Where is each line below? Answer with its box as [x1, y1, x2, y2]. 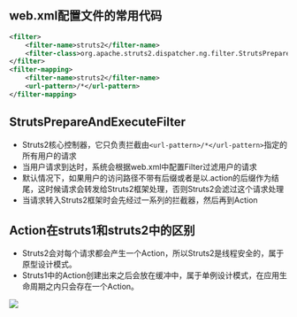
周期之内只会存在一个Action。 [29, 282, 140, 292]
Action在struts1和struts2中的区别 [9, 223, 195, 238]
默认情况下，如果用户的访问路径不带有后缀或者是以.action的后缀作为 [21, 172, 272, 183]
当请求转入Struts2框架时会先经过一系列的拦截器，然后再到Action [21, 194, 258, 205]
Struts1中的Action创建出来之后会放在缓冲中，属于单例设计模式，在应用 [21, 270, 280, 281]
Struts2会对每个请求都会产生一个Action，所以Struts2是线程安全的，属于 [21, 248, 285, 259]
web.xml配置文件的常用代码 [9, 8, 163, 24]
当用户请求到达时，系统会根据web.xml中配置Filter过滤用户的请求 [21, 161, 258, 172]
